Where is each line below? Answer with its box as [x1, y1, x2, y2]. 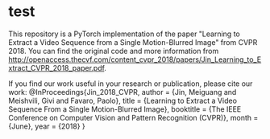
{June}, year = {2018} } [8, 121, 86, 131]
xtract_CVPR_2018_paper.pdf [8, 63, 105, 72]
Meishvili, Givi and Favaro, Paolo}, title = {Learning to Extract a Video [8, 96, 238, 105]
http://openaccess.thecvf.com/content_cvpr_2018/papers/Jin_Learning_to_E [8, 55, 262, 64]
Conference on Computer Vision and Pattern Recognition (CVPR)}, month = [8, 112, 259, 122]
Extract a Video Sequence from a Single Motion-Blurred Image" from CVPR [8, 37, 258, 47]
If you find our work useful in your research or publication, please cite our [8, 79, 253, 88]
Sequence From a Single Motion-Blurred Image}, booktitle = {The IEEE [8, 104, 242, 114]
